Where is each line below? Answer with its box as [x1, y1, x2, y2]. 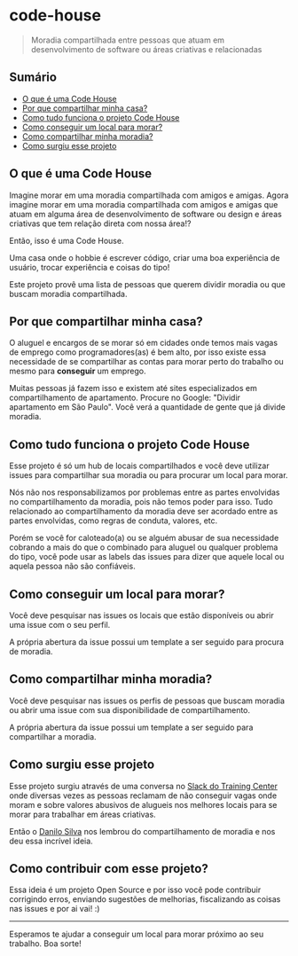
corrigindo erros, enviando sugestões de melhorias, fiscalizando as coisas [9, 894, 281, 905]
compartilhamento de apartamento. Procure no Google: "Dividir [9, 392, 241, 404]
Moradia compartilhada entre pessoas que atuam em [30, 35, 224, 45]
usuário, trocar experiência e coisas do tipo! [9, 262, 170, 272]
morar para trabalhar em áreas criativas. [9, 809, 157, 819]
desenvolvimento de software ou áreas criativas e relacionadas [30, 43, 263, 54]
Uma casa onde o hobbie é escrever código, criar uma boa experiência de [9, 252, 280, 263]
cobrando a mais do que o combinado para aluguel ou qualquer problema [9, 542, 278, 552]
